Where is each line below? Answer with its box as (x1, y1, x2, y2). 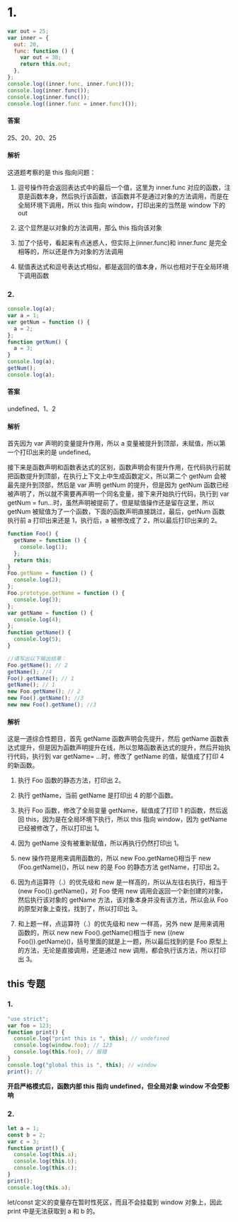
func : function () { (13, 47, 74, 55)
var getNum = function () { (7, 318, 91, 326)
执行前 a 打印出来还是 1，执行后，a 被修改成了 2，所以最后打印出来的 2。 (7, 516, 222, 525)
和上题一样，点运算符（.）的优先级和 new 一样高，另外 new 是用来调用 (17, 920, 225, 928)
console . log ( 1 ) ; (20, 543, 69, 550)
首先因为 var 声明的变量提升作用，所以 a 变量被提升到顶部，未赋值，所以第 (7, 439, 226, 448)
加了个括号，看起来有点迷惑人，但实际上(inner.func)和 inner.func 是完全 (17, 238, 228, 247)
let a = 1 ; (7, 1124, 40, 1132)
